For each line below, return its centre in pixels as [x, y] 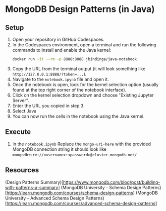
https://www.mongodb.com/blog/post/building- [111, 182]
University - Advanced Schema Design [45, 198]
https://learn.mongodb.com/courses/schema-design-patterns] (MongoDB [82, 193]
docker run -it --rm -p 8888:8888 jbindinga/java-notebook [75, 59]
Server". [21, 100]
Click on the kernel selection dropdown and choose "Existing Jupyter [83, 95]
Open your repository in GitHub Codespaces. [58, 39]
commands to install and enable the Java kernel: [62, 50]
